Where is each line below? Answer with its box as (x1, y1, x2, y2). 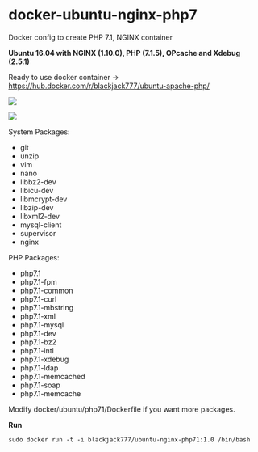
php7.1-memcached (19, 371, 86, 381)
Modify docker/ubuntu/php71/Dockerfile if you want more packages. (8, 404, 235, 414)
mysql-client (19, 220, 62, 230)
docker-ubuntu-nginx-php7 (8, 6, 198, 24)
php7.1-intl (19, 345, 54, 355)
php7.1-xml (19, 311, 56, 321)
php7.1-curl (19, 294, 57, 304)
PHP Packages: (8, 252, 60, 262)
